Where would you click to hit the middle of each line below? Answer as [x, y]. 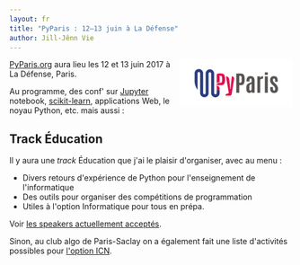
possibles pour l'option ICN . [61, 251]
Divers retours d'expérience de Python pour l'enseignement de [139, 178]
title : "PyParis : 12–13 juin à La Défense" [94, 28]
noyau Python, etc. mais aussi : [67, 110]
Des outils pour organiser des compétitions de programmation [137, 197]
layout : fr [30, 19]
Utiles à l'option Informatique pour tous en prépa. [113, 207]
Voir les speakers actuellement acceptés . [85, 224]
